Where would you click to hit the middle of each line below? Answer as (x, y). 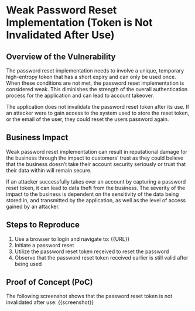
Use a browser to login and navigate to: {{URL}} (72, 239)
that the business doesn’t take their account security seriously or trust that (96, 164)
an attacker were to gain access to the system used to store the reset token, (98, 113)
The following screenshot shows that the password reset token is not (89, 296)
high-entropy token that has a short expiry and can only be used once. (91, 77)
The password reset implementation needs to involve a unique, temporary (95, 70)
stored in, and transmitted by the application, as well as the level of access (96, 200)
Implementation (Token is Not (79, 23)
